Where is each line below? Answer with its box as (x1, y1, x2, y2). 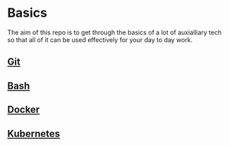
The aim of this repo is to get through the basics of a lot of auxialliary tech (7, 28, 222, 36)
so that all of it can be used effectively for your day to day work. (7, 35, 193, 44)
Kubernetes (7, 128, 61, 140)
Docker (7, 104, 40, 116)
